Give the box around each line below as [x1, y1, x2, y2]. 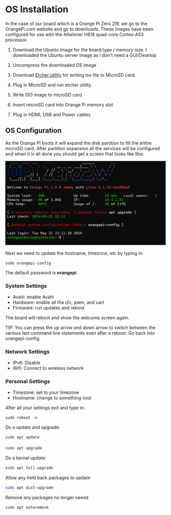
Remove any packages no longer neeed [5, 494, 89, 500]
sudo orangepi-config [5, 261, 51, 266]
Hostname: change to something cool [12, 395, 92, 401]
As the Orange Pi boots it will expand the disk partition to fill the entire [5, 139, 152, 146]
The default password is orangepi [5, 269, 77, 275]
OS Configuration [5, 126, 62, 135]
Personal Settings [5, 378, 50, 385]
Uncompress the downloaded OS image [12, 62, 97, 68]
